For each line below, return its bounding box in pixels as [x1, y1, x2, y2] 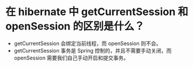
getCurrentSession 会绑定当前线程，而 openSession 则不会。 [13, 40, 162, 47]
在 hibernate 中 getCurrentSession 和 [5, 5, 188, 18]
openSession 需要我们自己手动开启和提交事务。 [13, 54, 129, 61]
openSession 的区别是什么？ [5, 20, 145, 33]
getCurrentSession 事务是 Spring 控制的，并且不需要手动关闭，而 [13, 47, 172, 54]
